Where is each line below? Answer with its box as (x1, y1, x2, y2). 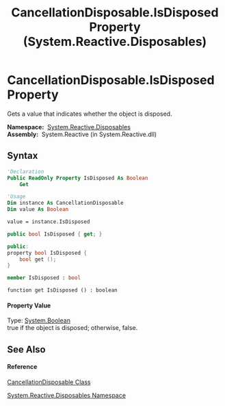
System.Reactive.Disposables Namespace (7, 391, 127, 399)
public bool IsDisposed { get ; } (7, 231, 103, 238)
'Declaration (7, 168, 44, 175)
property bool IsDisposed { (7, 249, 88, 256)
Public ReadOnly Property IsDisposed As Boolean (7, 175, 148, 181)
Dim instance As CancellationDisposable (7, 200, 124, 207)
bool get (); (19, 255, 57, 263)
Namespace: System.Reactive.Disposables (7, 123, 131, 131)
